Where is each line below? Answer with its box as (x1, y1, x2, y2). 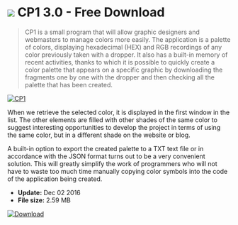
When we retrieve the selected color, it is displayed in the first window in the (7, 108, 230, 116)
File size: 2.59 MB (17, 196, 71, 204)
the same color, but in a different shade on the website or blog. (7, 131, 191, 139)
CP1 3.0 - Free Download (17, 4, 165, 21)
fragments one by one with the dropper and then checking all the (24, 72, 215, 82)
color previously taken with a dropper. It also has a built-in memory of (24, 50, 228, 59)
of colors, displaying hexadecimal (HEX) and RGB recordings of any (24, 43, 222, 51)
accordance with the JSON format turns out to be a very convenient (7, 152, 205, 160)
